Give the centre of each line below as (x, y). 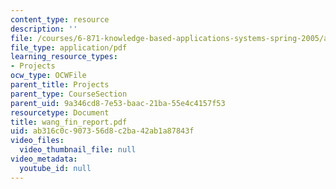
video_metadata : (44, 159)
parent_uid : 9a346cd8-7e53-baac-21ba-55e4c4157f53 (118, 103)
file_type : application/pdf (69, 47)
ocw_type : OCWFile (48, 76)
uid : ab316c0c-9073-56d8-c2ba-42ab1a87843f (102, 131)
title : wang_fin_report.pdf (69, 122)
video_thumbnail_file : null (78, 150)
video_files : (37, 141)
